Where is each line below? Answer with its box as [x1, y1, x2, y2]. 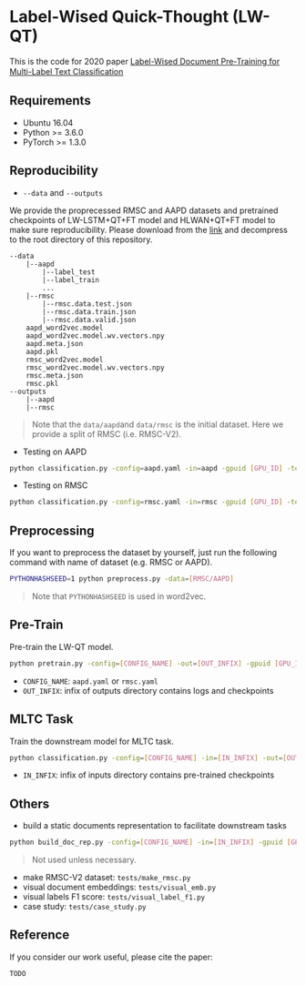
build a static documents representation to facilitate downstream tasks [22, 820, 287, 831]
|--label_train [42, 275, 100, 284]
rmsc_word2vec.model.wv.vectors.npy [25, 362, 166, 372]
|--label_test [42, 267, 96, 277]
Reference [9, 927, 70, 943]
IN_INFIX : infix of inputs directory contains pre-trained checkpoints [22, 769, 275, 780]
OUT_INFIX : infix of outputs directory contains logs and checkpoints [22, 685, 274, 696]
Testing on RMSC [22, 480, 88, 491]
